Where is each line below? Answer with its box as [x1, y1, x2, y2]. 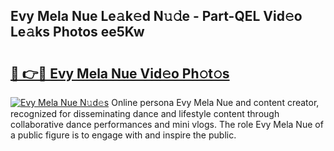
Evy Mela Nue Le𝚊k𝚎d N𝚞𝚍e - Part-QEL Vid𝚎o [10, 8, 303, 25]
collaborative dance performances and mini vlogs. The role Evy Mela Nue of [10, 119, 324, 130]
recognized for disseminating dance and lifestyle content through [10, 108, 280, 119]
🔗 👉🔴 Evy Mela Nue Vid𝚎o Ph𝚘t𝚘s [10, 65, 230, 82]
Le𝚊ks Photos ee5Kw [10, 24, 145, 41]
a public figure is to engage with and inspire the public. [10, 129, 237, 141]
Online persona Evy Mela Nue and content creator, [111, 97, 320, 108]
